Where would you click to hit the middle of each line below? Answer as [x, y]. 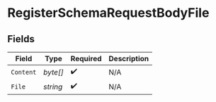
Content [24, 72]
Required [86, 59]
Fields [21, 39]
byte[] [53, 72]
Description [129, 59]
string [53, 87]
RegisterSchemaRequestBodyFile [108, 13]
